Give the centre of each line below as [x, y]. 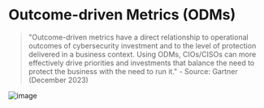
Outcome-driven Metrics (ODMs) [122, 15]
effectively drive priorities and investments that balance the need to [141, 63]
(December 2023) [58, 80]
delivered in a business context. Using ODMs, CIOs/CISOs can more [142, 54]
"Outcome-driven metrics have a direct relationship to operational [138, 37]
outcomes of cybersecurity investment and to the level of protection [142, 45]
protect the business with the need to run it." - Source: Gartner [133, 71]
